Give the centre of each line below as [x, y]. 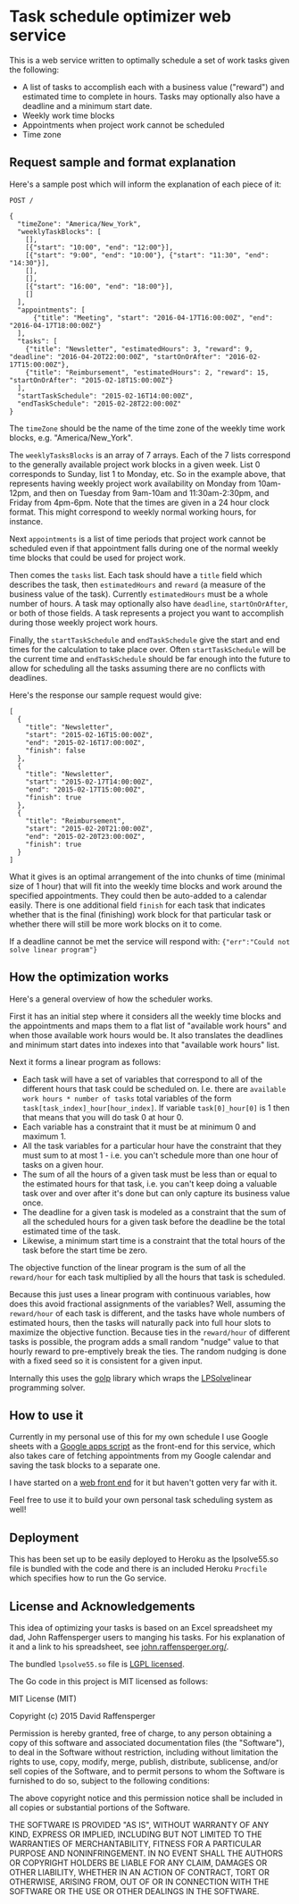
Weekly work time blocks [68, 115]
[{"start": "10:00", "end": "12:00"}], [100, 247]
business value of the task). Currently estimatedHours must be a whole [139, 594]
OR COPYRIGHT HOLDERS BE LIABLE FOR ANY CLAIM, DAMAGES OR [138, 1863]
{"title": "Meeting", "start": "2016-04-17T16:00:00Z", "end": [153, 318]
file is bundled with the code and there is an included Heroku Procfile [138, 1569]
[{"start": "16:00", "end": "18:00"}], [100, 286]
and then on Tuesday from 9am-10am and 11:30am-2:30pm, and [151, 492]
